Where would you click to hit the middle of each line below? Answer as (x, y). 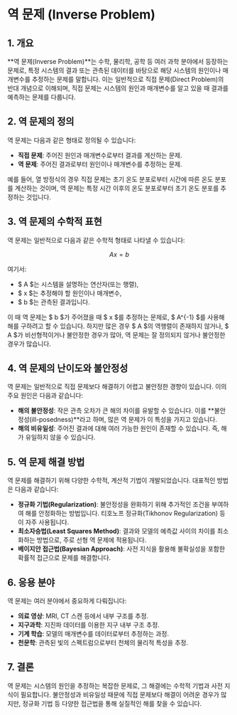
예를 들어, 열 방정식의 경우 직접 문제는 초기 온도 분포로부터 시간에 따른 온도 (110, 179)
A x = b (119, 254)
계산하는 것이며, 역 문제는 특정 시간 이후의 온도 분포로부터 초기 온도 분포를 (117, 188)
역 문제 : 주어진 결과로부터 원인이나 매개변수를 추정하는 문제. (100, 164)
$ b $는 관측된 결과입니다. (54, 302)
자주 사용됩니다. (47, 522)
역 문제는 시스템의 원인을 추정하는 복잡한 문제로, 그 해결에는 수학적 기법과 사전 (115, 685)
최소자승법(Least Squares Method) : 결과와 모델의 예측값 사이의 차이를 (116, 531)
